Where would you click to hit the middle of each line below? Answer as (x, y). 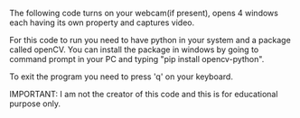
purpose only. (35, 104)
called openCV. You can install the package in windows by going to (134, 50)
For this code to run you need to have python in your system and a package (150, 40)
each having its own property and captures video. (102, 23)
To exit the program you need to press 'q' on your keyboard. (121, 77)
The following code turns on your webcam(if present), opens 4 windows (144, 13)
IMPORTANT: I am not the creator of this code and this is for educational (144, 94)
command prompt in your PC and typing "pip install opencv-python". (137, 59)
